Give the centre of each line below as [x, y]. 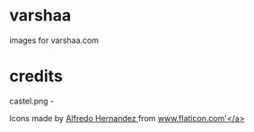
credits [36, 76]
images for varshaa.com [54, 40]
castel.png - [32, 101]
